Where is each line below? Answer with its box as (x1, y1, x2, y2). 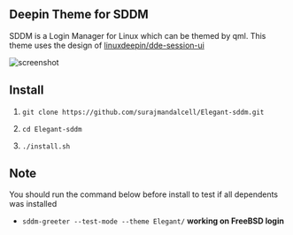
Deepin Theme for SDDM (9, 7, 149, 22)
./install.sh (21, 141, 71, 151)
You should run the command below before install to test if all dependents (9, 189, 279, 200)
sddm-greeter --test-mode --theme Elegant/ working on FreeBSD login (21, 216, 285, 226)
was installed (9, 199, 58, 209)
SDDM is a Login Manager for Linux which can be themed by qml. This (9, 30, 266, 41)
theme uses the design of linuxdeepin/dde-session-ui (9, 40, 205, 50)
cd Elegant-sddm (21, 125, 82, 133)
